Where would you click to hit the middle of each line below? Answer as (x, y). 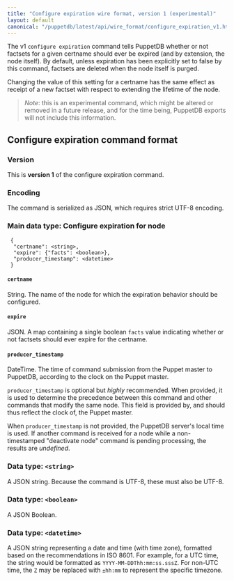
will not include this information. (70, 118)
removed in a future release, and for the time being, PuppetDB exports (125, 110)
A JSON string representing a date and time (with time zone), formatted (110, 548)
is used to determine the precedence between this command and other (109, 398)
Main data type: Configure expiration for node (86, 226)
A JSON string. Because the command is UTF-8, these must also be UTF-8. (116, 481)
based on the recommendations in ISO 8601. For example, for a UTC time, (113, 555)
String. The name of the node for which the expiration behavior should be (112, 294)
